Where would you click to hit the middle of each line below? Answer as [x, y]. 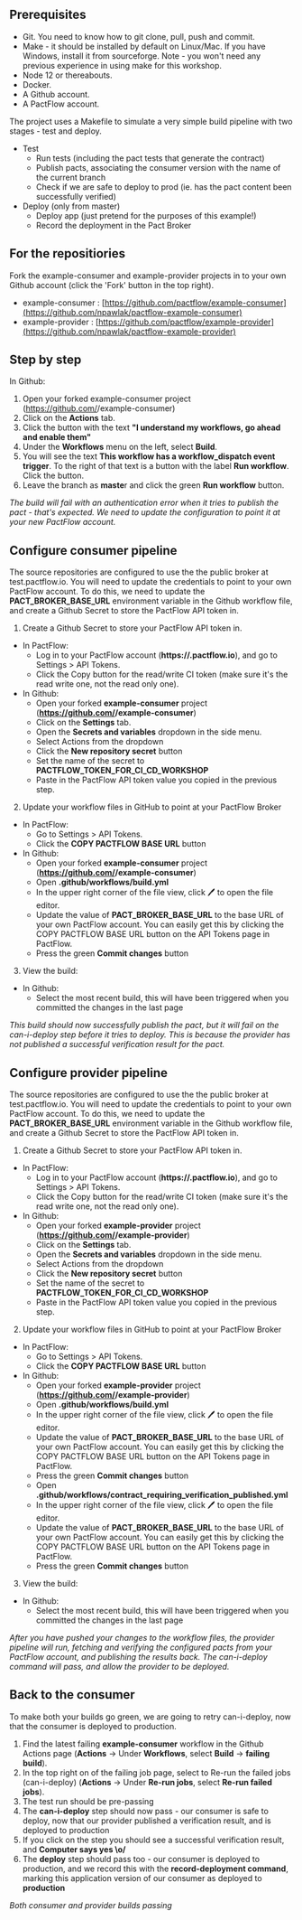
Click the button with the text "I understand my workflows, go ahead [151, 427]
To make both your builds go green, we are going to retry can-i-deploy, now [150, 1717]
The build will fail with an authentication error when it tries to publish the [144, 503]
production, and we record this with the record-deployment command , [155, 1868]
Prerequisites [48, 15]
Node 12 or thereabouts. [67, 75]
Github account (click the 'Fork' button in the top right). [112, 285]
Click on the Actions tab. [69, 418]
